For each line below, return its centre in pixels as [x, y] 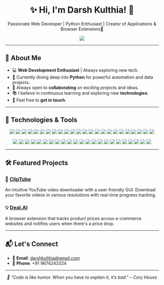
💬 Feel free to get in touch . [39, 100]
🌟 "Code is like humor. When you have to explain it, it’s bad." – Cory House [82, 277]
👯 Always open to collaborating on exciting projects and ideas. [75, 87]
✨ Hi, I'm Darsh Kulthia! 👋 [82, 10]
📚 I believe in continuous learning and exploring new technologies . [80, 93]
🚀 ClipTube [18, 179]
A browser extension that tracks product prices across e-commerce [73, 218]
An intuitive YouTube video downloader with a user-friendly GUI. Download [80, 190]
